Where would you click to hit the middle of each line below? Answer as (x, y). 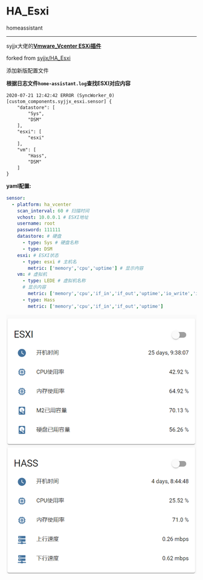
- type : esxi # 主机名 (50, 262)
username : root (36, 224)
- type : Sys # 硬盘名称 (50, 243)
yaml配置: (19, 186)
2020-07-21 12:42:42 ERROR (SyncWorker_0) (60, 95)
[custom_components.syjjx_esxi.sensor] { (59, 101)
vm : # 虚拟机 (32, 275)
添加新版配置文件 (27, 70)
